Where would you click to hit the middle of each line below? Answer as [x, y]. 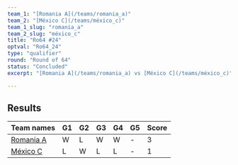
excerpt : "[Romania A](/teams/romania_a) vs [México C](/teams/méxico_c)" [120, 73]
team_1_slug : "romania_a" [45, 27]
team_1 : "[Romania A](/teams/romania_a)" [69, 14]
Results [24, 108]
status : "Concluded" [38, 67]
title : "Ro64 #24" [34, 40]
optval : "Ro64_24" [34, 47]
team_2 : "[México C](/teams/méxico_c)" [66, 21]
